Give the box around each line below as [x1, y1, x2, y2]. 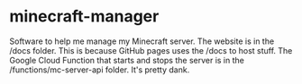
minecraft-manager [9, 6, 160, 27]
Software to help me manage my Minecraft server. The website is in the [9, 36, 275, 46]
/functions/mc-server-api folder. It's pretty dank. [9, 64, 190, 75]
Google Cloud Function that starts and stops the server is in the [9, 55, 245, 65]
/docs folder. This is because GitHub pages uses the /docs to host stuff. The [9, 45, 293, 55]
